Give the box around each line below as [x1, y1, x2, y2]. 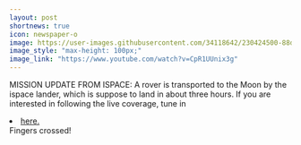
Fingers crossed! [9, 125, 72, 135]
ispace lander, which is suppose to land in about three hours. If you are [9, 89, 271, 99]
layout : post [9, 13, 58, 22]
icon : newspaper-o [9, 30, 78, 38]
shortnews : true [9, 21, 70, 30]
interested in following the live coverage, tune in [9, 98, 186, 108]
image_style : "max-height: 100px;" [9, 47, 142, 55]
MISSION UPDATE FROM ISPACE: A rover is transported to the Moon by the [9, 80, 288, 90]
